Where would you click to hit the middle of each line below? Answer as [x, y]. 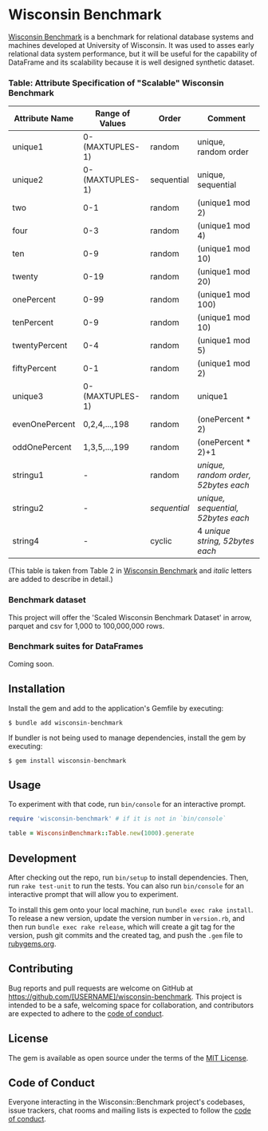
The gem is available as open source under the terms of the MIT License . [128, 1058]
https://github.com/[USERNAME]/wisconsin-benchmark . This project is [125, 996]
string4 [26, 541]
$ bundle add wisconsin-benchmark [66, 723]
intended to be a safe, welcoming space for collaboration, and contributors [131, 1005]
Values [112, 124]
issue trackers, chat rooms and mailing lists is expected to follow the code [130, 1110]
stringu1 [28, 475]
